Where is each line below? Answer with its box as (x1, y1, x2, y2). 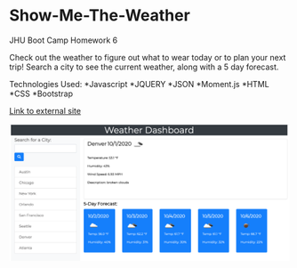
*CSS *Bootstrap (9, 88, 74, 99)
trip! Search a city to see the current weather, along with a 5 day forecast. (9, 61, 279, 72)
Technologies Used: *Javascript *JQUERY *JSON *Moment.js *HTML (9, 78, 269, 89)
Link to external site (9, 105, 82, 116)
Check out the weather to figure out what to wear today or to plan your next (9, 52, 286, 62)
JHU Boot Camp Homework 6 (9, 35, 118, 45)
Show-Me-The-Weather (9, 5, 191, 26)
